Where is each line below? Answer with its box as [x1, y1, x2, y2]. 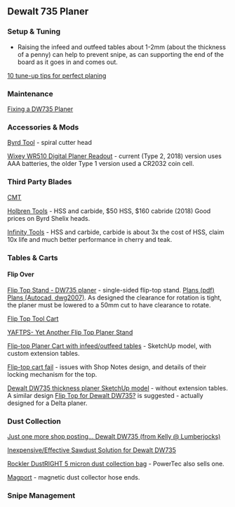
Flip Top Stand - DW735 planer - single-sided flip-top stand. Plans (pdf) [7, 285, 215, 294]
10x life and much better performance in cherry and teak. [7, 235, 173, 243]
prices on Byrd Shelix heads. [7, 214, 90, 222]
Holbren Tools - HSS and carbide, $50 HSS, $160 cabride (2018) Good [7, 207, 211, 215]
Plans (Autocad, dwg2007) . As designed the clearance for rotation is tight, [7, 293, 222, 302]
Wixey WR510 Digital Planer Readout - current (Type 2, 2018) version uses [7, 152, 222, 160]
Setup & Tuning [7, 27, 61, 37]
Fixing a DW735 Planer [7, 105, 74, 113]
